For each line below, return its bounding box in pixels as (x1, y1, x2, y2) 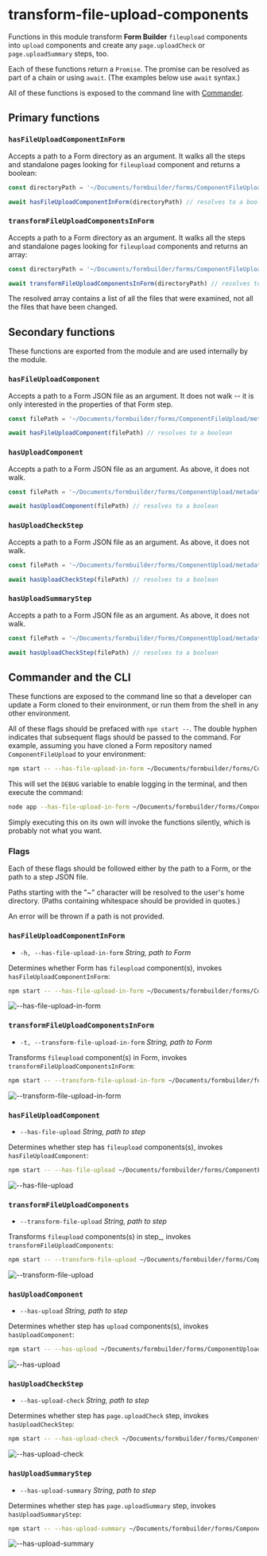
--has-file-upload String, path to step (19, 1126, 145, 1136)
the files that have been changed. (8, 302, 118, 312)
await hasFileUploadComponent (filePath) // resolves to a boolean (8, 429, 233, 437)
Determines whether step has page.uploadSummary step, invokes (8, 1500, 216, 1510)
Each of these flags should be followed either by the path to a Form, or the (8, 864, 252, 873)
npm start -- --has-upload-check (8, 1435, 119, 1443)
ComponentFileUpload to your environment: (8, 750, 146, 759)
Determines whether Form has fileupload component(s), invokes (8, 963, 222, 973)
